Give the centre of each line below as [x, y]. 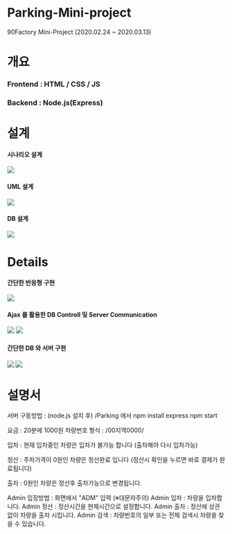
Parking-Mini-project [69, 13]
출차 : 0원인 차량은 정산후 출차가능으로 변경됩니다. [75, 483]
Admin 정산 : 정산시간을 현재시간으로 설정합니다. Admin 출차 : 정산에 [115, 506]
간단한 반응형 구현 [31, 283]
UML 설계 [20, 186]
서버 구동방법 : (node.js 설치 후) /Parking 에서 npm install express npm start [113, 416]
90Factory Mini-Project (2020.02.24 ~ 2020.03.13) [79, 32]
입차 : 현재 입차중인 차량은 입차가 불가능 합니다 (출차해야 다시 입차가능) [103, 445]
